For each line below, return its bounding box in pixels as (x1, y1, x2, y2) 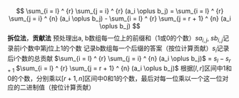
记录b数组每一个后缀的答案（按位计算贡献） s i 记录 (83, 43, 230, 54)
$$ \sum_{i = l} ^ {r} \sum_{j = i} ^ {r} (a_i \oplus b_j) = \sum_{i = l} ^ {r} (16, 7, 224, 15)
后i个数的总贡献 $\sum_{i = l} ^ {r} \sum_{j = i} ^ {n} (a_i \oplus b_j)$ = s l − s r (7, 54, 231, 64)
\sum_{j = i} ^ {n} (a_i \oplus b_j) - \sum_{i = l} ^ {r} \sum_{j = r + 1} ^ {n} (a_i (8, 14, 232, 23)
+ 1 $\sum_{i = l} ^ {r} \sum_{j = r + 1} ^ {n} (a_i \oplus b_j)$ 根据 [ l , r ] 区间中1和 (7, 64, 232, 75)
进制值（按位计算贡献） (26, 83, 95, 92)
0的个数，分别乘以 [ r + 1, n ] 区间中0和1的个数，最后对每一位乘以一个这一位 (7, 75, 223, 83)
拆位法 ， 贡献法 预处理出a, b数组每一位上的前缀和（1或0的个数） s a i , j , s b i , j (7, 34, 223, 44)
